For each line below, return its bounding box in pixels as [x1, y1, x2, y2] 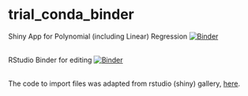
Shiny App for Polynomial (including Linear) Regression [8, 31, 188, 41]
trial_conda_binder [8, 6, 134, 24]
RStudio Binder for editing [8, 55, 92, 65]
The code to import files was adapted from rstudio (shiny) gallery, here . [8, 79, 241, 88]
